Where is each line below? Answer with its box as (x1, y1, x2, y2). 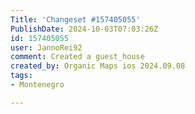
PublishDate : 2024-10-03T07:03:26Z (10, 24, 159, 34)
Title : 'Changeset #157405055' (10, 14, 141, 25)
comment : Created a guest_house (10, 52, 145, 62)
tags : (10, 71, 33, 81)
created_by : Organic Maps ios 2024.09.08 (10, 61, 186, 71)
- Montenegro (10, 80, 65, 90)
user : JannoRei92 (10, 42, 83, 53)
